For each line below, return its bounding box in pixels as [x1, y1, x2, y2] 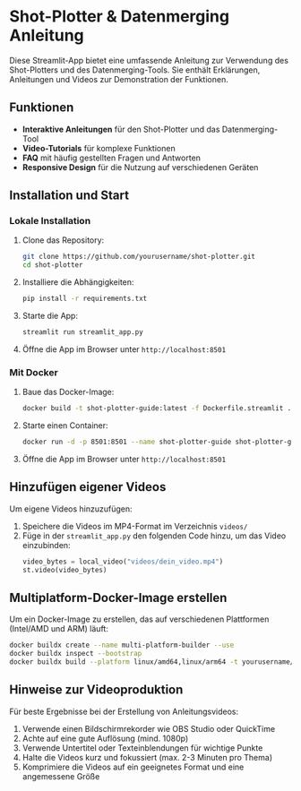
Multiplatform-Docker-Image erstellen [9, 589, 228, 606]
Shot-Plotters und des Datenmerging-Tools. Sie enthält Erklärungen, [9, 64, 261, 75]
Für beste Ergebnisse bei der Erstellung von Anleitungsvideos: [9, 706, 239, 717]
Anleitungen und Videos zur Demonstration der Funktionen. [9, 73, 228, 84]
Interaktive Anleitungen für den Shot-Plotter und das [21, 124, 220, 134]
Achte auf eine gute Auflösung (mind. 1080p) [21, 733, 189, 744]
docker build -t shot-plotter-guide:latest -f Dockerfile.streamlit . [21, 404, 292, 413]
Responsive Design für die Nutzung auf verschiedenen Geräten [21, 161, 259, 172]
